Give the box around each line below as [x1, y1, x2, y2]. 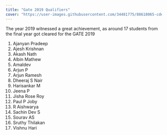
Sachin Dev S [12, 109, 41, 115]
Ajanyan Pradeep [12, 40, 49, 46]
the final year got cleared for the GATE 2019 [5, 31, 95, 37]
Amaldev [12, 62, 31, 67]
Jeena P [12, 88, 30, 94]
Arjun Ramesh [12, 72, 42, 78]
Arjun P [12, 67, 28, 72]
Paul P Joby [12, 98, 38, 104]
